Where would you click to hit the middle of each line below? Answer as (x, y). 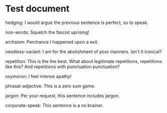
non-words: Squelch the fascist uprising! (47, 32)
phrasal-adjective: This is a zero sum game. (50, 86)
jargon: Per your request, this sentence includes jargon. (62, 95)
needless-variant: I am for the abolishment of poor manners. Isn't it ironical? (83, 51)
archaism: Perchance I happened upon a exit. (52, 42)
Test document (37, 9)
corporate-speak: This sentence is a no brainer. (54, 105)
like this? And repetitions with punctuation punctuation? (62, 66)
